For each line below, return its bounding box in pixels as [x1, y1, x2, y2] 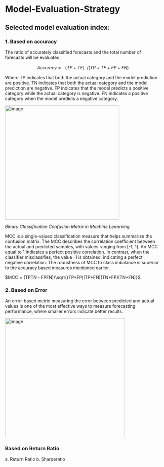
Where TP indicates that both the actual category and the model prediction [5, 74, 158, 80]
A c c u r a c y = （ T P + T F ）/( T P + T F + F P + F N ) [37, 64, 129, 70]
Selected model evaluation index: [5, 23, 110, 32]
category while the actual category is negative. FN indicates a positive [5, 90, 148, 96]
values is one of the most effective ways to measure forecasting [5, 303, 136, 309]
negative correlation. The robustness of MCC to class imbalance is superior [5, 259, 159, 265]
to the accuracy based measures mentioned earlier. [5, 265, 110, 271]
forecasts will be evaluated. [5, 54, 61, 60]
